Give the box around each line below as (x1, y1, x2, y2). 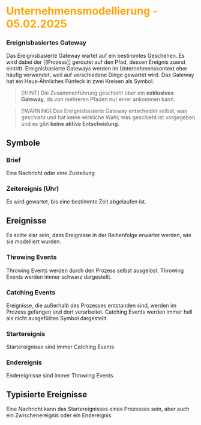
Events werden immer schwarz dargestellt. (6, 273, 112, 281)
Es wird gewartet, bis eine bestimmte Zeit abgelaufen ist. (6, 198, 147, 205)
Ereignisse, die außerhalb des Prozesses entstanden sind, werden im (6, 302, 177, 309)
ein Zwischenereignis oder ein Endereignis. (6, 412, 113, 419)
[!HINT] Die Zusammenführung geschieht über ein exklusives (20, 89, 174, 97)
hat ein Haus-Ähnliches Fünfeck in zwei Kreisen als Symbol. (6, 78, 154, 85)
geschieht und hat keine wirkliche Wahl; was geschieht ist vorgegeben (20, 114, 196, 121)
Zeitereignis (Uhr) (6, 185, 59, 193)
